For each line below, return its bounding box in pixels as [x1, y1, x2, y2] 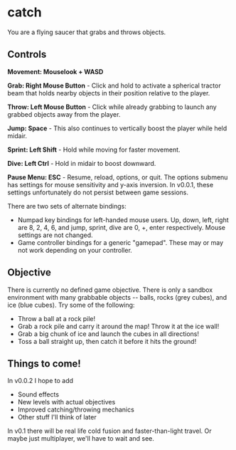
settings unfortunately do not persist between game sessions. [7, 188, 189, 197]
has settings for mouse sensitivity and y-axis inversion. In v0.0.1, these [7, 180, 214, 189]
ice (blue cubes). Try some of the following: [7, 300, 135, 309]
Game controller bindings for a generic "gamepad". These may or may [17, 238, 224, 246]
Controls [7, 48, 47, 61]
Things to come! [7, 357, 82, 370]
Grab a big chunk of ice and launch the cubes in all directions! [17, 329, 199, 338]
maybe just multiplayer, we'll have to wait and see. [7, 434, 155, 443]
